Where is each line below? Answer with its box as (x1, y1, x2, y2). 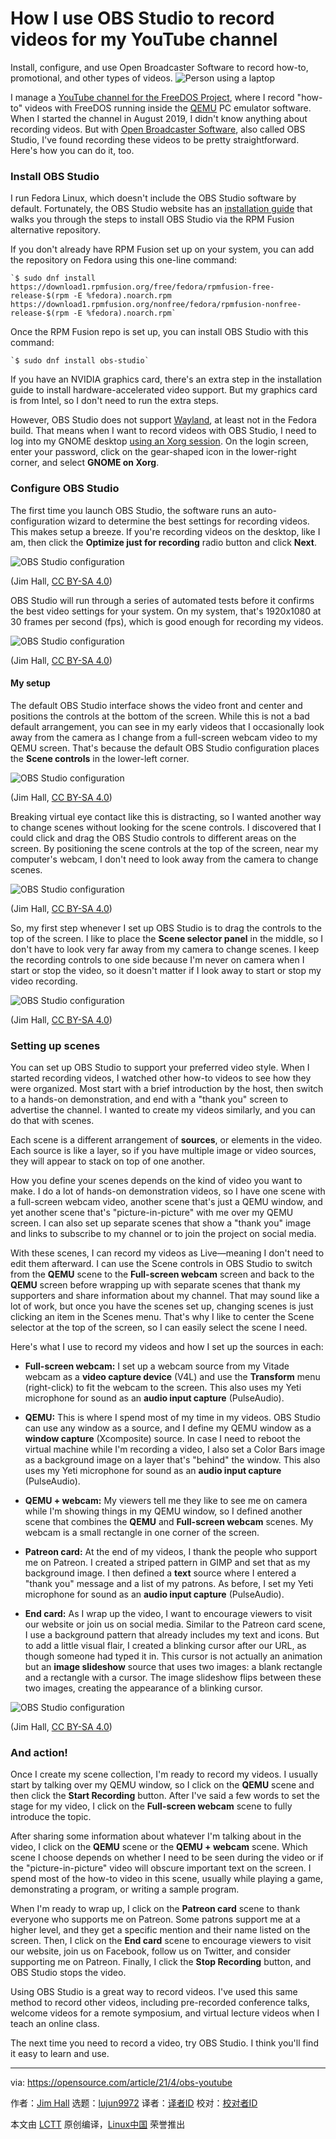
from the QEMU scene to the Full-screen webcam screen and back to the (10, 1268, 315, 1281)
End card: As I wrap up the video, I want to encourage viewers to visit (24, 1608, 313, 1620)
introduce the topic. (10, 1811, 92, 1823)
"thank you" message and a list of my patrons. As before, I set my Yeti (24, 1578, 314, 1590)
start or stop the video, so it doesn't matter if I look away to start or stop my (10, 964, 322, 976)
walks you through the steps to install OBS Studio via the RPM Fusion (10, 213, 295, 226)
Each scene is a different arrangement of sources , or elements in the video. (10, 1134, 323, 1146)
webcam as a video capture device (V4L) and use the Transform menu (24, 1371, 321, 1383)
